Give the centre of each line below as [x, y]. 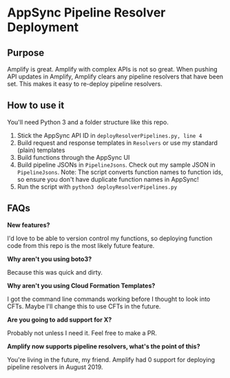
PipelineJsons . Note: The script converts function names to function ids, [120, 172]
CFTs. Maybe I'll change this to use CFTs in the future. [84, 306]
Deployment [43, 27]
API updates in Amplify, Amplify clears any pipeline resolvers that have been [115, 76]
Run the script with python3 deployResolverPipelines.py [97, 187]
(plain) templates [41, 150]
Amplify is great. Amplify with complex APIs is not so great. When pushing [113, 69]
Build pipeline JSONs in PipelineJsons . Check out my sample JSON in [116, 165]
